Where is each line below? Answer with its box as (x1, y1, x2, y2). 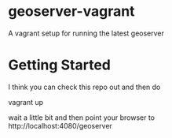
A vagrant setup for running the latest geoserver (8, 28, 165, 38)
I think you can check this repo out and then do (8, 82, 161, 91)
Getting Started (8, 56, 112, 74)
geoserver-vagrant (8, 2, 135, 21)
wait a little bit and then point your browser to (8, 113, 156, 122)
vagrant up (8, 97, 44, 106)
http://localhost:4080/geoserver (8, 121, 112, 130)
